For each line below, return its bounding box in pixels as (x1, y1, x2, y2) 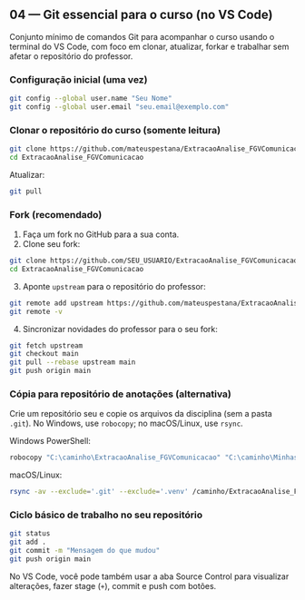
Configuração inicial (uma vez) (9, 73, 148, 85)
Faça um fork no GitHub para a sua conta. (22, 229, 180, 240)
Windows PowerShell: (9, 436, 91, 447)
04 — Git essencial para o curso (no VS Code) (9, 7, 273, 23)
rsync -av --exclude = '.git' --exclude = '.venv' (9, 487, 189, 497)
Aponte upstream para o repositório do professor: (22, 280, 206, 291)
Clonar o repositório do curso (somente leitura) (9, 123, 221, 136)
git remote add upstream (9, 299, 103, 308)
